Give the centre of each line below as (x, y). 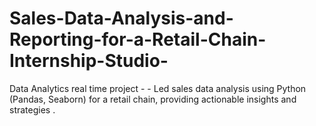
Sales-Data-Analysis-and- (121, 18)
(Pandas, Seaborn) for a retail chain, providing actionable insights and (153, 99)
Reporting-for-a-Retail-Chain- (138, 39)
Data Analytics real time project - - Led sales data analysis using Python (158, 88)
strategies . (32, 109)
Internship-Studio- (89, 61)
